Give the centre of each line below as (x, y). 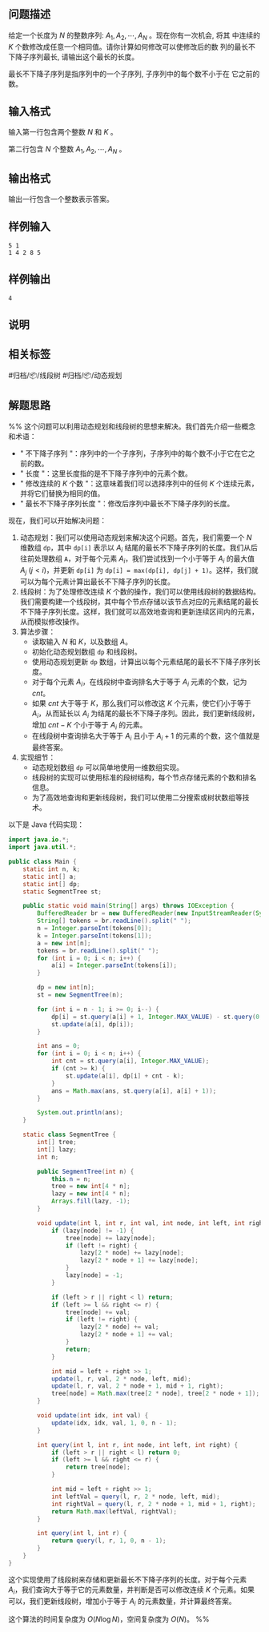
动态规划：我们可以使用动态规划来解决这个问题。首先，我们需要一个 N (136, 537)
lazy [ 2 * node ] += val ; (119, 1327)
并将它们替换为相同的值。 (62, 493)
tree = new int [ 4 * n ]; (90, 1187)
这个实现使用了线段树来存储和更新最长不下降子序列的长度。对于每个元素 (127, 1579)
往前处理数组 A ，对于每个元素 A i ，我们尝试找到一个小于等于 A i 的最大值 (137, 560)
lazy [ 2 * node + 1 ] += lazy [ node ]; (139, 1260)
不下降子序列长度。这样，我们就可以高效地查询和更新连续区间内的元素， (139, 612)
